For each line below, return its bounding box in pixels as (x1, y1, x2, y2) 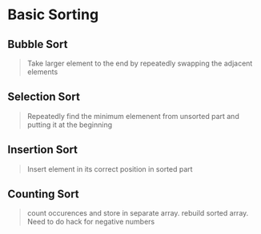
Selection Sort (7, 90, 81, 104)
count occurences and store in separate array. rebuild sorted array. (26, 208, 249, 218)
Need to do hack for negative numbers (26, 217, 155, 227)
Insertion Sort (7, 143, 78, 157)
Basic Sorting (7, 6, 99, 24)
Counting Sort (7, 188, 79, 201)
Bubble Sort (7, 38, 68, 51)
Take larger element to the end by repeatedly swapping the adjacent (26, 58, 253, 68)
